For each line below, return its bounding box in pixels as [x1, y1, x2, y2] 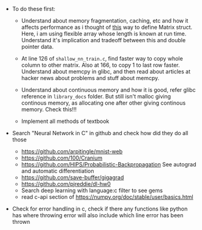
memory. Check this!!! [21, 106, 77, 113]
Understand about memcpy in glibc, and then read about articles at [21, 68, 191, 75]
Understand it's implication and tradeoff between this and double [21, 37, 186, 43]
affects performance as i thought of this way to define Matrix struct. [21, 24, 193, 31]
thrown [12, 218, 31, 225]
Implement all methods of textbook [21, 117, 110, 125]
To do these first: [12, 6, 56, 12]
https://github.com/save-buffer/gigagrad [21, 174, 124, 181]
